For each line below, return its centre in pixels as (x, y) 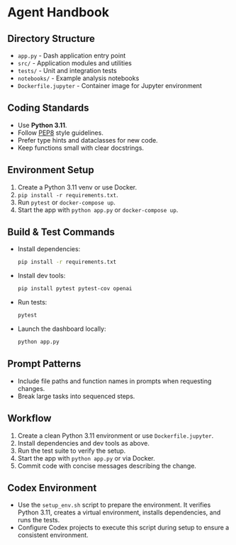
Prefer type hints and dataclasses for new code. (88, 140)
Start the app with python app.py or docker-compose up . (98, 209)
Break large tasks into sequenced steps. (76, 396)
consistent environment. (53, 535)
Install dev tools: (41, 276)
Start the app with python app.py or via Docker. (86, 458)
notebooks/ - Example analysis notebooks (78, 78)
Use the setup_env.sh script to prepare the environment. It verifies (114, 505)
